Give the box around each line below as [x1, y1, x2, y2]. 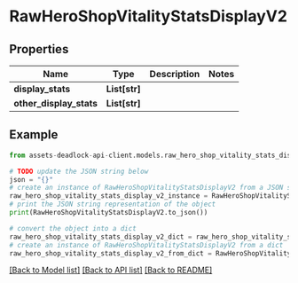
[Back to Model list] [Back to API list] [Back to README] [9, 264, 213, 276]
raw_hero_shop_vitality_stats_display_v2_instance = [9, 192, 208, 200]
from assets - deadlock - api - [9, 151, 109, 160]
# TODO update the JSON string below [9, 167, 149, 176]
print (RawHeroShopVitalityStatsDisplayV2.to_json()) [9, 208, 208, 217]
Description [149, 68, 200, 80]
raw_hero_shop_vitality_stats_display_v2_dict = [9, 232, 192, 241]
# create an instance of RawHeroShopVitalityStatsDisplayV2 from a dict [9, 240, 284, 249]
